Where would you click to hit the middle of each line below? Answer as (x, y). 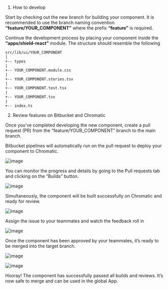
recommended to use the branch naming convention (60, 23)
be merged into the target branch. (40, 246)
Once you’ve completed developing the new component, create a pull (78, 125)
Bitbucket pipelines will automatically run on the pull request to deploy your (83, 146)
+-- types (16, 61)
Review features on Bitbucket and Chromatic (59, 115)
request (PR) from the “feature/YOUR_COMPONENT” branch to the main (80, 131)
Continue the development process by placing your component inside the (82, 38)
